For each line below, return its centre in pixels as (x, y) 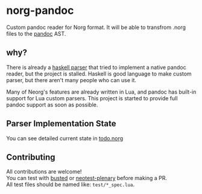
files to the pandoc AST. (36, 33)
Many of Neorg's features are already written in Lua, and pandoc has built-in (101, 92)
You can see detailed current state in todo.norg (65, 138)
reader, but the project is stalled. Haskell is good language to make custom (99, 74)
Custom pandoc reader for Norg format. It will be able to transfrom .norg (96, 27)
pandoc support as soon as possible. (52, 105)
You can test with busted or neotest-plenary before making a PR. (87, 178)
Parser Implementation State (61, 124)
